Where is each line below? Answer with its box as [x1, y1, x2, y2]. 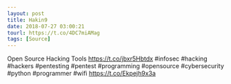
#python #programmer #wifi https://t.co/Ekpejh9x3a [7, 70, 157, 78]
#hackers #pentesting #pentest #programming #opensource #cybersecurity [7, 62, 224, 70]
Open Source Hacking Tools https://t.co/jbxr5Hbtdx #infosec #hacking [7, 54, 208, 63]
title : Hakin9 [7, 17, 48, 23]
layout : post [7, 10, 45, 17]
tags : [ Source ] [7, 36, 51, 43]
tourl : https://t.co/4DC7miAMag [7, 29, 100, 36]
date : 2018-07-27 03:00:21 [7, 23, 85, 30]
